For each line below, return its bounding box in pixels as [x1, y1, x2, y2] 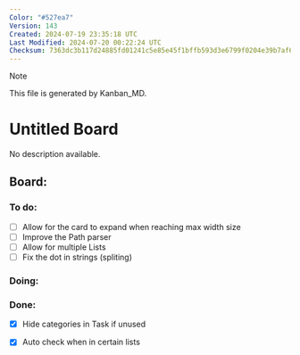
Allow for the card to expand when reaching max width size [21, 221, 241, 232]
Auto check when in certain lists [21, 336, 141, 348]
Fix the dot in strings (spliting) [21, 252, 132, 262]
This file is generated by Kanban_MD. [9, 88, 147, 99]
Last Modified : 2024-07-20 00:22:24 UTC [9, 37, 162, 47]
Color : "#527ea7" [9, 12, 74, 22]
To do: [9, 202, 37, 214]
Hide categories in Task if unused [21, 318, 146, 330]
